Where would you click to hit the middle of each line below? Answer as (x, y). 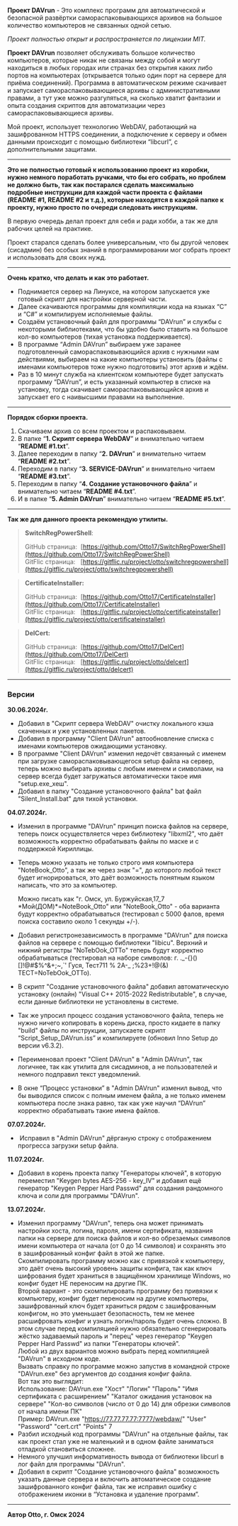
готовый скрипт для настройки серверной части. (92, 299)
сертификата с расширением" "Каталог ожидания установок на (115, 1396)
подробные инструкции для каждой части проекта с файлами (105, 192)
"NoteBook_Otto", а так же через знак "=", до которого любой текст (119, 870)
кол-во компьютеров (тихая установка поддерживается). (105, 337)
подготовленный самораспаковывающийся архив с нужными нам (118, 352)
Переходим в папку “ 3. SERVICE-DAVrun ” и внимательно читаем (116, 469)
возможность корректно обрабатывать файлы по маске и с (108, 841)
